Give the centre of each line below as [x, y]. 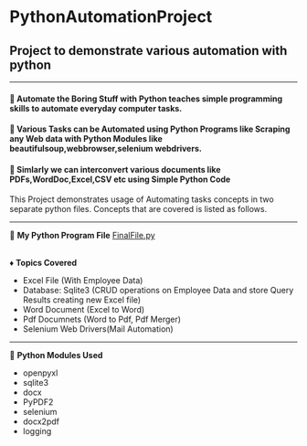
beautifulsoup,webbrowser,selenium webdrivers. [106, 149]
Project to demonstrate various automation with [148, 51]
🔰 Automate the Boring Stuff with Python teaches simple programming [146, 99]
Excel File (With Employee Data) [83, 281]
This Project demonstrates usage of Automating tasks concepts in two [142, 199]
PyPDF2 [38, 402]
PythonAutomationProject [111, 17]
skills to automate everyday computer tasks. [96, 108]
